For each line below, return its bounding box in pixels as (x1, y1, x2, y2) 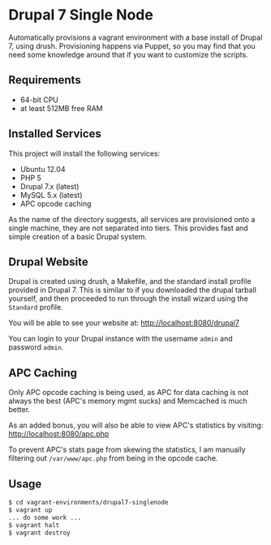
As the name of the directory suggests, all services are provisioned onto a (8, 214, 256, 224)
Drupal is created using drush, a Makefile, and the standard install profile (8, 277, 252, 286)
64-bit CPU (19, 95, 59, 105)
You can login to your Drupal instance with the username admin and (8, 334, 233, 344)
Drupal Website (8, 255, 89, 268)
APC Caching (8, 366, 77, 380)
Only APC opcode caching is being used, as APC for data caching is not (8, 388, 249, 397)
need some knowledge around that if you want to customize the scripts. (8, 49, 249, 59)
